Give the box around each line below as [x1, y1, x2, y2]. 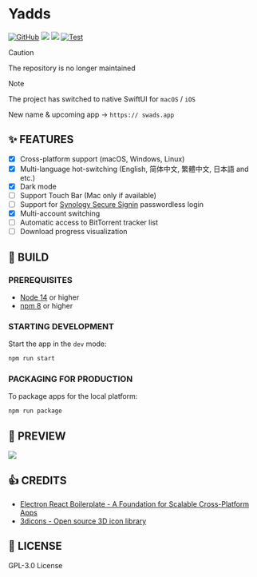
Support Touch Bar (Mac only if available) [19, 190, 157, 200]
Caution [8, 47, 34, 57]
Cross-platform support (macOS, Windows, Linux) [19, 153, 185, 164]
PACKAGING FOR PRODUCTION [8, 373, 133, 384]
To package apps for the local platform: [8, 392, 138, 401]
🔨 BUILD [8, 250, 49, 264]
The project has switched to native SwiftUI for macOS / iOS [8, 94, 196, 104]
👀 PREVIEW [8, 429, 66, 443]
